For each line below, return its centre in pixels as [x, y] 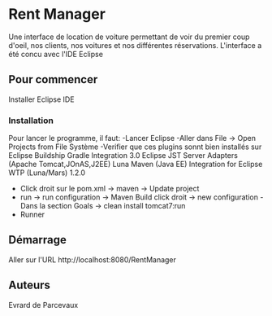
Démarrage [37, 240]
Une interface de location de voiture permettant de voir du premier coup [129, 37]
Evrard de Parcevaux [43, 305]
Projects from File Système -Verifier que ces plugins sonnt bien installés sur [135, 147]
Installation [31, 121]
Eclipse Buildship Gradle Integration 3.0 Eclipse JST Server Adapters [123, 156]
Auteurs [30, 285]
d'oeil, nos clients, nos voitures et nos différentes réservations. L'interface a [135, 45]
